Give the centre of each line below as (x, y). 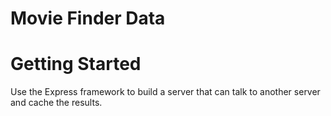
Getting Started (76, 64)
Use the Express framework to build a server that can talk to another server (165, 92)
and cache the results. (56, 103)
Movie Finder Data (88, 18)
